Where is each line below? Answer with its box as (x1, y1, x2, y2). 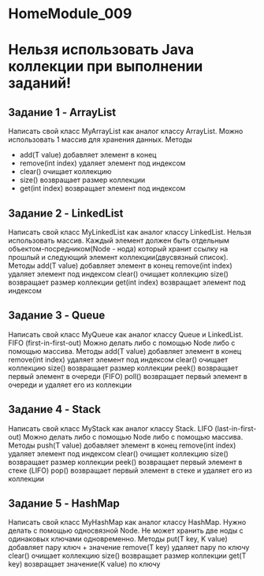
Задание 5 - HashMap (8, 497, 120, 511)
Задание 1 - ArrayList (8, 106, 117, 119)
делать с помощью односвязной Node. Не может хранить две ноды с (8, 526, 244, 536)
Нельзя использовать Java (8, 41, 195, 59)
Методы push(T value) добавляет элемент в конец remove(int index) (8, 440, 236, 450)
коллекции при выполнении (8, 58, 203, 76)
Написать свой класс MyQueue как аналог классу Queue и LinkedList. (8, 329, 244, 339)
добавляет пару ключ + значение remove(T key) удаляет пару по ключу (8, 543, 250, 552)
